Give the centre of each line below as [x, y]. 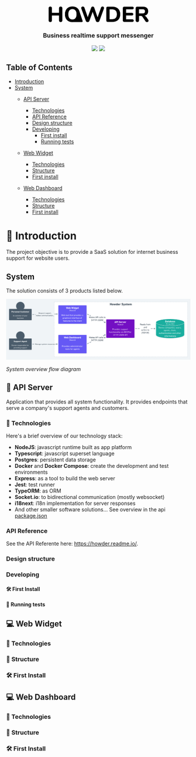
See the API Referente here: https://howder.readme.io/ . [72, 544]
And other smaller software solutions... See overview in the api [90, 510]
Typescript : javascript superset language [65, 454]
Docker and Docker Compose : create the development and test [92, 466]
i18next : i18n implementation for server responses [75, 503]
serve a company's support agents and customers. [68, 408]
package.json [31, 516]
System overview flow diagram [43, 369]
